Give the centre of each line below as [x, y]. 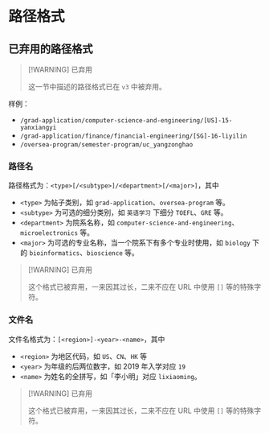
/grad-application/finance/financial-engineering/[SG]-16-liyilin [133, 136]
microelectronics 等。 [57, 233]
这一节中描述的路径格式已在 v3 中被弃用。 [97, 87]
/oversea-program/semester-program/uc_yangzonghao [106, 145]
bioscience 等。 [112, 253]
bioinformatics [55, 254]
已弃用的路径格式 [51, 49]
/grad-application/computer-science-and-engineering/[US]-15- [126, 121]
